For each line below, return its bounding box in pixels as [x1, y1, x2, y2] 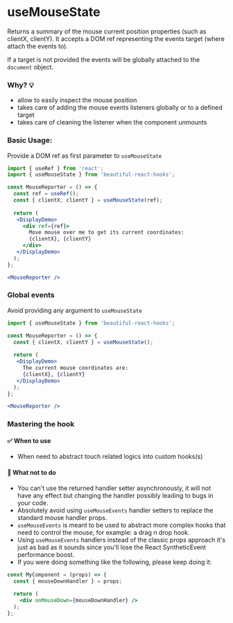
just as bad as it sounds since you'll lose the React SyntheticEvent [17, 543, 207, 551]
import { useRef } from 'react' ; [7, 165, 104, 172]
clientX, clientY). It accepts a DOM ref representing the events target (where [7, 34, 225, 42]
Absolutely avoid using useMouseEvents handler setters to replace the [17, 505, 214, 515]
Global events [7, 290, 55, 300]
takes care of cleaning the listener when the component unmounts [17, 118, 207, 127]
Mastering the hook [7, 419, 75, 429]
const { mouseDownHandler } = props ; [13, 578, 123, 585]
